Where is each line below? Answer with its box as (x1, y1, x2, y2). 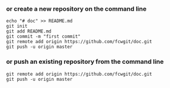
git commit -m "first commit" (6, 34, 81, 40)
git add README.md (6, 28, 52, 34)
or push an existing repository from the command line (6, 58, 164, 66)
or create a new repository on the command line (6, 5, 147, 13)
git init (6, 23, 28, 30)
